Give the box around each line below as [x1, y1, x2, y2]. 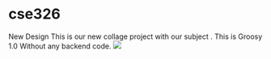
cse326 [8, 5, 61, 23]
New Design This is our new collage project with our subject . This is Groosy [8, 32, 263, 41]
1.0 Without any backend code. [8, 41, 112, 51]
